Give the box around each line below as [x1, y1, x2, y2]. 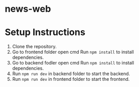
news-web [5, 3, 52, 15]
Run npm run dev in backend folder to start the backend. [12, 71, 130, 77]
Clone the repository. [12, 43, 57, 50]
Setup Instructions [5, 27, 85, 38]
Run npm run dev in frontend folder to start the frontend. [12, 76, 130, 82]
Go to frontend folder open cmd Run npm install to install [12, 49, 134, 55]
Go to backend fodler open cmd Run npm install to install [12, 60, 134, 66]
